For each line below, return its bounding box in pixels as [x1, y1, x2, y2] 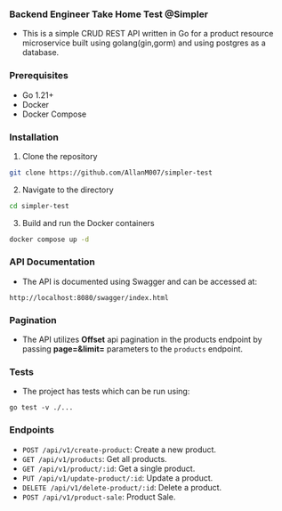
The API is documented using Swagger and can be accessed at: [21, 276, 258, 287]
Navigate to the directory [21, 184, 114, 195]
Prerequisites [9, 69, 68, 82]
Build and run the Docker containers [21, 217, 155, 228]
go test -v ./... [9, 403, 74, 412]
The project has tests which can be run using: [21, 386, 190, 397]
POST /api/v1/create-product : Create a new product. [21, 444, 216, 455]
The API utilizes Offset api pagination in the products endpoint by [21, 334, 262, 345]
